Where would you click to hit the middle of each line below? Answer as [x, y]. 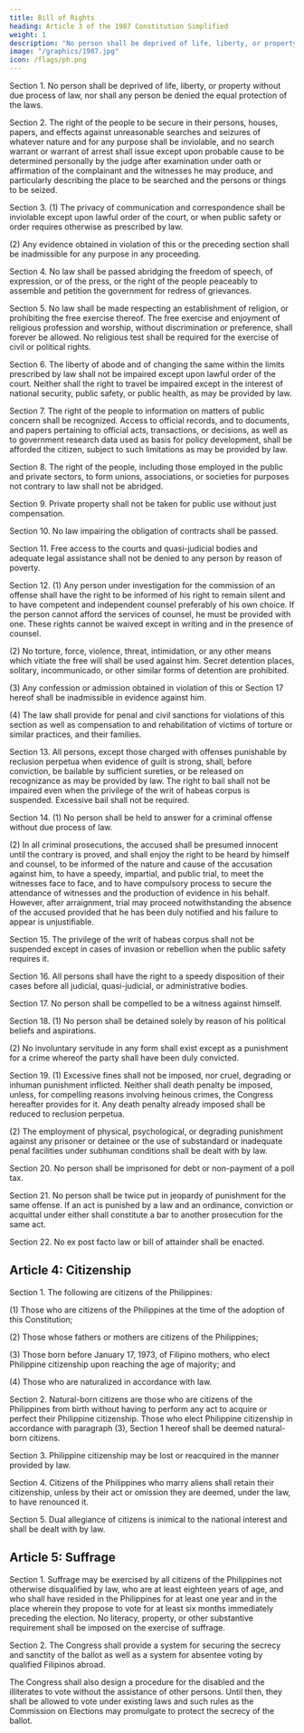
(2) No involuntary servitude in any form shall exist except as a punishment [149, 1048]
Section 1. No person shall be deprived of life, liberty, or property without [145, 86]
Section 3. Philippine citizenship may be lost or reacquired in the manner [144, 1455]
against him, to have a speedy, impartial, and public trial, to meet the [137, 874]
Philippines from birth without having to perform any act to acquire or [138, 1409]
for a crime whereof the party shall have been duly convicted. [124, 1058]
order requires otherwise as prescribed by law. [96, 227]
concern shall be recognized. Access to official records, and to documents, [149, 421]
